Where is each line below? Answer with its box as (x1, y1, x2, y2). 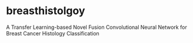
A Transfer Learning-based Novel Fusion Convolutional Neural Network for (6, 24, 187, 31)
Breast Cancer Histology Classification (6, 29, 100, 37)
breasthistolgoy (6, 4, 85, 18)
